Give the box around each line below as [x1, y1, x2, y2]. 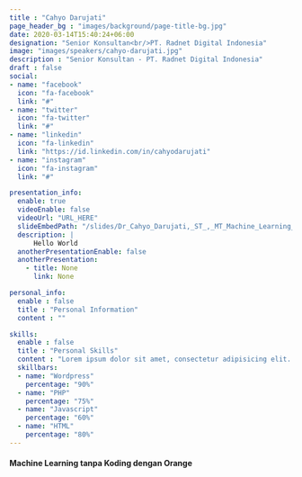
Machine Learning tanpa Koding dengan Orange [9, 458, 193, 469]
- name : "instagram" [9, 155, 87, 165]
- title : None [25, 264, 78, 273]
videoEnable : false [17, 205, 91, 214]
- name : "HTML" [17, 422, 75, 431]
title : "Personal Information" [17, 305, 139, 314]
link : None [32, 272, 75, 282]
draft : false [9, 64, 63, 73]
